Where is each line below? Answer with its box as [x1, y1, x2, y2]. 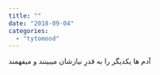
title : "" [8, 11, 42, 20]
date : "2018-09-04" [8, 19, 75, 27]
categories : [8, 27, 49, 35]
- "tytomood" [15, 34, 60, 43]
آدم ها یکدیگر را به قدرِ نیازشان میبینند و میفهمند [8, 56, 152, 66]
